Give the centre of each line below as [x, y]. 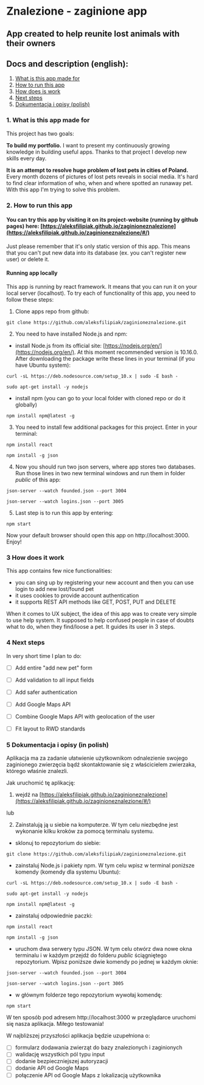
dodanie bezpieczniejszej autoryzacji [62, 1061]
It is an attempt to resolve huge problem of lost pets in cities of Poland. [97, 170]
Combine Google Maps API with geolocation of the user [85, 716]
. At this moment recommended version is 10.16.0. [136, 352]
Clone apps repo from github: [52, 311]
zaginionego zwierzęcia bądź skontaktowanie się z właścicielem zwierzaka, [101, 765]
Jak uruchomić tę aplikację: [41, 783]
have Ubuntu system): [43, 365]
